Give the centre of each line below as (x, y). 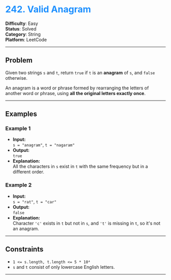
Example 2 (19, 185)
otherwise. (17, 78)
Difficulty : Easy (22, 23)
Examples (21, 114)
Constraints (24, 249)
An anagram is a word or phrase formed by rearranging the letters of (77, 88)
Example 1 (18, 129)
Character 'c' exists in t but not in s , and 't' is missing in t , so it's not (87, 223)
